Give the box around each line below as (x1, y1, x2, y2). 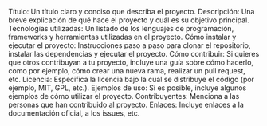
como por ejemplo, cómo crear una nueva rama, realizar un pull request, (8, 66, 245, 75)
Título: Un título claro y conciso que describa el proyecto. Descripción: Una (8, 7, 255, 16)
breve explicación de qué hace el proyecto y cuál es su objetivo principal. (8, 15, 249, 25)
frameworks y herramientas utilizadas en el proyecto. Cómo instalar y (8, 32, 237, 41)
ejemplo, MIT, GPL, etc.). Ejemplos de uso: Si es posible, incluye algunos (8, 83, 247, 93)
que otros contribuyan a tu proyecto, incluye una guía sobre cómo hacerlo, (8, 57, 253, 67)
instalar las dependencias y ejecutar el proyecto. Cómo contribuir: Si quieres (8, 49, 260, 58)
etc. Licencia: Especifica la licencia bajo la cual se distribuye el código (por (8, 75, 255, 84)
